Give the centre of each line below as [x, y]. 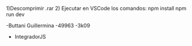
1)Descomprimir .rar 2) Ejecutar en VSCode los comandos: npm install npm [96, 8]
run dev [16, 14]
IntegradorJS [30, 37]
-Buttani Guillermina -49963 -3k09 [48, 26]
